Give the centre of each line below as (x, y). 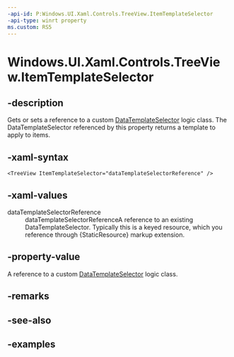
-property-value (44, 257)
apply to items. (29, 135)
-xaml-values (37, 195)
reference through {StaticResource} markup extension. (105, 235)
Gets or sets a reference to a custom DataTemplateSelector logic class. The (117, 120)
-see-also (29, 320)
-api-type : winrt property (47, 21)
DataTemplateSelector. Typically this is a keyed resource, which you (124, 227)
